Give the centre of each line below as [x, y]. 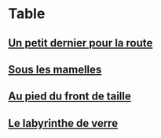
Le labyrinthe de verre [63, 123]
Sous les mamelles [55, 69]
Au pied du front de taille [70, 97]
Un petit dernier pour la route [80, 43]
